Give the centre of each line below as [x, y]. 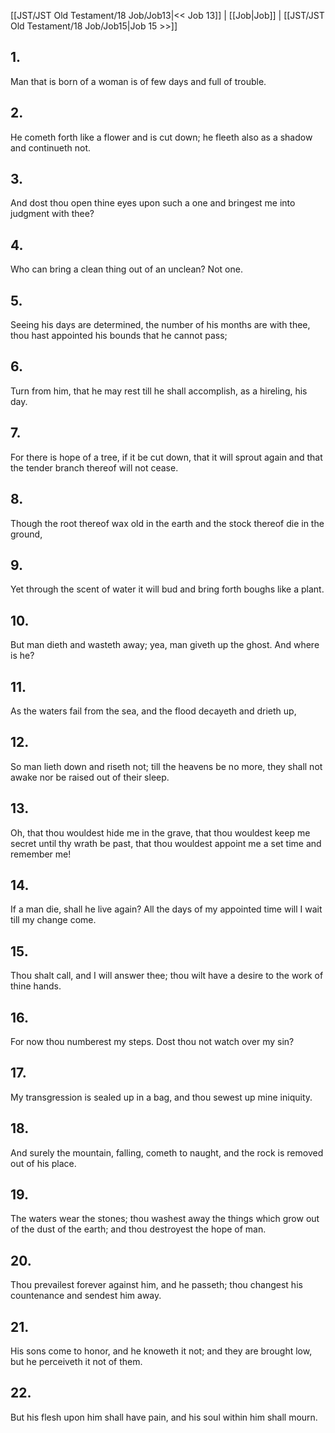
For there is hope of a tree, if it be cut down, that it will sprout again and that [166, 457]
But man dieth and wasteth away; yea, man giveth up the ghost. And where [165, 645]
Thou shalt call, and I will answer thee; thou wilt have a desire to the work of [167, 976]
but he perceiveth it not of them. [76, 1362]
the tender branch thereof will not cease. [94, 467]
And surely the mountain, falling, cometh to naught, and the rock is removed [167, 1152]
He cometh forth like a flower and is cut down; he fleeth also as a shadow [161, 137]
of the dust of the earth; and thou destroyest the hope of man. [138, 1229]
